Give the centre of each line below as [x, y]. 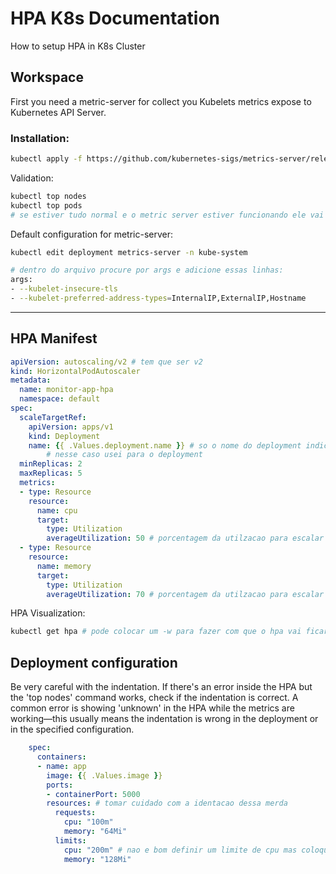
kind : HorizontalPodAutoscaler [75, 371]
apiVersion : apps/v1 [71, 427]
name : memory [64, 566]
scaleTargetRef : [53, 417]
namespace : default [60, 399]
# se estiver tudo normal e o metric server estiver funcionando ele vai [167, 215]
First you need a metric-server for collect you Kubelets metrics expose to [161, 101]
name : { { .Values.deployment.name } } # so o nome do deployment [165, 445]
